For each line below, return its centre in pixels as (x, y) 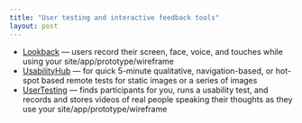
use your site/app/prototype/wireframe (95, 109)
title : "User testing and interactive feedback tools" (114, 18)
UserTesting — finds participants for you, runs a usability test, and (145, 90)
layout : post (34, 26)
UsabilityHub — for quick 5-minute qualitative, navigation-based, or (148, 70)
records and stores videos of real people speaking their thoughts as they (157, 99)
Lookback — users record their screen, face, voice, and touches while (153, 51)
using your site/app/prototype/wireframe (98, 61)
